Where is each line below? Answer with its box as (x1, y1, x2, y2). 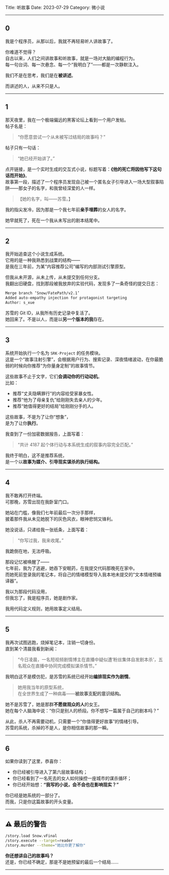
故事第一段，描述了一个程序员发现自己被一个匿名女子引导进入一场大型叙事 (5, 178, 159, 185)
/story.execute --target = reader (5, 838, 73, 843)
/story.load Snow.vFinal (5, 834, 57, 839)
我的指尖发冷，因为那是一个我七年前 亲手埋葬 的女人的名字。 (5, 206, 129, 212)
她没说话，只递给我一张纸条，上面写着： (5, 526, 89, 532)
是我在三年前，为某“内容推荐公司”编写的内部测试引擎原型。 (5, 263, 128, 269)
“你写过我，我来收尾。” (17, 537, 64, 543)
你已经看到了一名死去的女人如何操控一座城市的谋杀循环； (12, 775, 132, 781)
